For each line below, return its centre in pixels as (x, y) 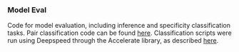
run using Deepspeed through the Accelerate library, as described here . (113, 41)
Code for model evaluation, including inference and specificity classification (119, 26)
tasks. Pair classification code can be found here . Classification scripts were (119, 33)
